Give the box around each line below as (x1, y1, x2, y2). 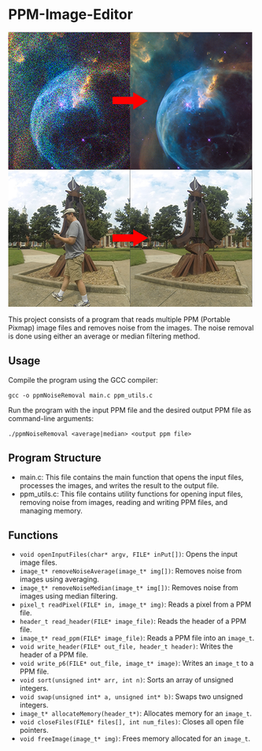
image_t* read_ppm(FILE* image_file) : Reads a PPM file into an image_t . (19, 633, 255, 643)
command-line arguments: (8, 413, 94, 423)
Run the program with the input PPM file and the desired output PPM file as (8, 405, 252, 415)
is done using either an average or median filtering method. (8, 331, 201, 341)
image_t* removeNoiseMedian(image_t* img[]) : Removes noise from (19, 583, 238, 592)
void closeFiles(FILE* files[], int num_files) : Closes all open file (19, 717, 244, 727)
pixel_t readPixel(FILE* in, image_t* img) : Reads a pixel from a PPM (19, 600, 252, 609)
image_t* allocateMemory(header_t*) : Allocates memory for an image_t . (19, 708, 252, 719)
